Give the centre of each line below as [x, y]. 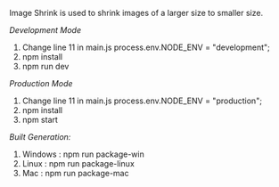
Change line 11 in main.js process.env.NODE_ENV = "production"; [142, 101]
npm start [40, 120]
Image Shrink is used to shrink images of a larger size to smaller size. [136, 13]
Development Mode [45, 30]
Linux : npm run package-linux [78, 163]
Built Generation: [40, 137]
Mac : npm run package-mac [75, 173]
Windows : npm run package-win [83, 154]
